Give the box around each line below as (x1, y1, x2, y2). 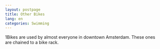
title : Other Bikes (5, 12, 45, 17)
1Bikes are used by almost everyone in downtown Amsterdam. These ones (5, 34, 156, 40)
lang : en (5, 16, 23, 21)
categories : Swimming (5, 21, 50, 26)
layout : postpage (5, 7, 41, 12)
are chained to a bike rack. (5, 40, 59, 46)
